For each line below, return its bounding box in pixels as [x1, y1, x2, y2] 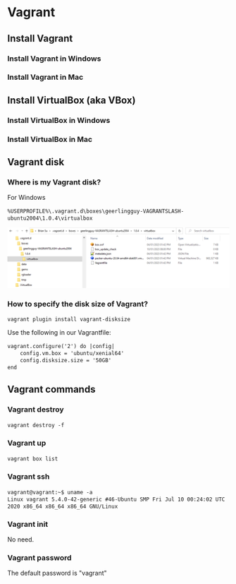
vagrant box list [7, 455, 58, 463]
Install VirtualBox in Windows [7, 115, 111, 125]
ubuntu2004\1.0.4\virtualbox [7, 215, 93, 222]
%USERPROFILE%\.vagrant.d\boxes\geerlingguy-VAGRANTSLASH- [7, 208, 185, 215]
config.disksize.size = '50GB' [20, 357, 112, 364]
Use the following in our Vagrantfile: [7, 328, 111, 337]
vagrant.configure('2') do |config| [7, 343, 115, 350]
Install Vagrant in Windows [7, 54, 101, 64]
